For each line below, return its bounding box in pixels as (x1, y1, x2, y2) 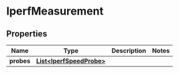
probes (9, 57, 30, 65)
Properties (6, 29, 47, 39)
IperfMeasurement (6, 4, 104, 18)
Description (111, 47, 146, 55)
